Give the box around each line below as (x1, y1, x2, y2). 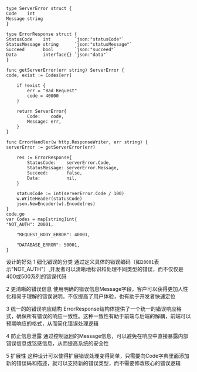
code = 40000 (27, 93, 59, 99)
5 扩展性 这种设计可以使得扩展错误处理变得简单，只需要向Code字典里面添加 (6, 353, 189, 359)
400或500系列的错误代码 (6, 273, 67, 280)
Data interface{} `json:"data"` (6, 52, 109, 58)
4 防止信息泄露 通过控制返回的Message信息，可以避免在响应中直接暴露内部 (6, 333, 189, 339)
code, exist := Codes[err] (6, 72, 72, 78)
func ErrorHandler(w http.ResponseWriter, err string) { (6, 139, 148, 145)
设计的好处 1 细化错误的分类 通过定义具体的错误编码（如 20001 (6, 259, 154, 265)
